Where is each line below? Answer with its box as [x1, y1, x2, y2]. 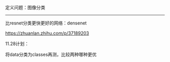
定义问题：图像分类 [5, 5, 46, 10]
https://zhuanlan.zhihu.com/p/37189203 [5, 30, 90, 36]
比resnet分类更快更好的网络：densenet [5, 20, 87, 26]
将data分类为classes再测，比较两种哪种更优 [5, 51, 97, 57]
